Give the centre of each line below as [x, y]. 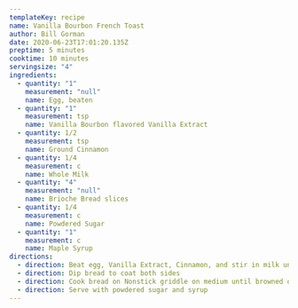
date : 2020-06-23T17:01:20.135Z [69, 42]
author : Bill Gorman [47, 34]
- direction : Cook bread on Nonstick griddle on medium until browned [150, 281]
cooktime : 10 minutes [49, 59]
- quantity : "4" [47, 183]
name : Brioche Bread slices [77, 199]
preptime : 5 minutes [47, 51]
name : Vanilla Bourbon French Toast [77, 26]
